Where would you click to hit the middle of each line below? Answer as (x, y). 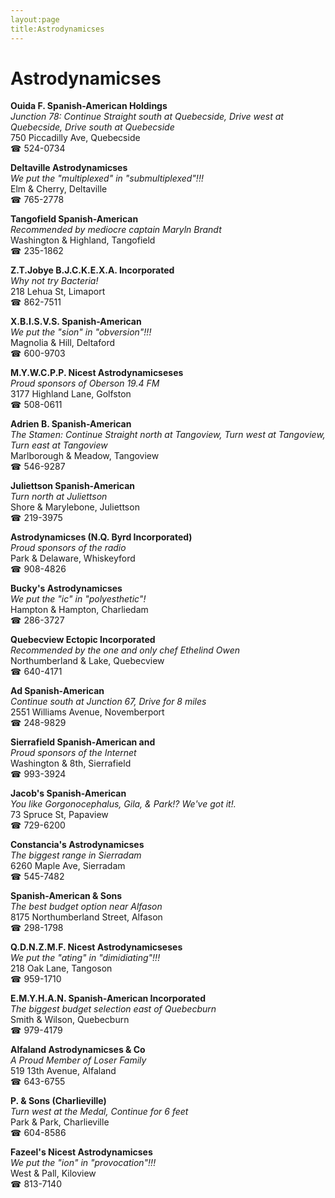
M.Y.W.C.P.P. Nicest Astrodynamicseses (97, 373)
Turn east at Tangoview (59, 445)
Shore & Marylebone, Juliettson (75, 507)
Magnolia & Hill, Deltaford (62, 343)
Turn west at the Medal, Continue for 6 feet (99, 1112)
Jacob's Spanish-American (68, 793)
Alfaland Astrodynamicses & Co (78, 1050)
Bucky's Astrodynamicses (66, 588)
